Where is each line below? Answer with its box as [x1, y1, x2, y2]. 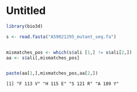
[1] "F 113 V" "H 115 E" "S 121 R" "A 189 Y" [6, 81, 119, 87]
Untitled [6, 4, 46, 17]
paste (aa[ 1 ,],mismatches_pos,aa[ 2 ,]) [6, 70, 98, 76]
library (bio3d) [6, 23, 43, 29]
